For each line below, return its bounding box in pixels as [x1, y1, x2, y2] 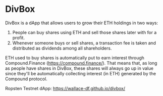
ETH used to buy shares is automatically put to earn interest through [5, 54, 145, 60]
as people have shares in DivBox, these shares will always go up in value [5, 65, 154, 71]
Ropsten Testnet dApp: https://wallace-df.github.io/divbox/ [5, 85, 125, 91]
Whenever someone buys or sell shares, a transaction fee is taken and [12, 40, 156, 46]
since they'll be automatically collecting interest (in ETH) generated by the [5, 70, 156, 76]
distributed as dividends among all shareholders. [12, 45, 112, 51]
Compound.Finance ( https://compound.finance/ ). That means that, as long [5, 60, 158, 66]
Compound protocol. [5, 76, 48, 82]
